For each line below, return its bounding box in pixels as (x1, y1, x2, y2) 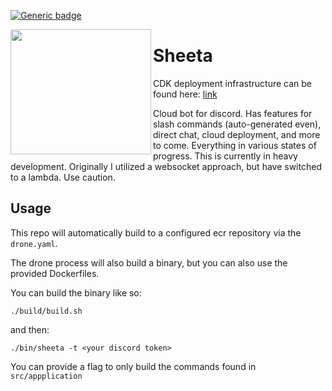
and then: (10, 323, 50, 335)
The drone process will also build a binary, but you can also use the (10, 256, 288, 269)
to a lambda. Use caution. (10, 171, 116, 183)
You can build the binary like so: (10, 286, 142, 299)
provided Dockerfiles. (10, 267, 100, 279)
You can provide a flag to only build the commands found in (10, 360, 257, 372)
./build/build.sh (10, 306, 83, 316)
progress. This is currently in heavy (153, 150, 298, 162)
